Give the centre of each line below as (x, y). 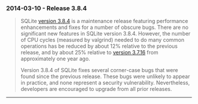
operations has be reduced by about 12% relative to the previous (99, 46)
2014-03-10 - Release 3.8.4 (47, 8)
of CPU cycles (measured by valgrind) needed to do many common (102, 40)
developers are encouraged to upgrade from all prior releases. (96, 89)
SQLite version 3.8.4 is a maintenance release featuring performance (104, 21)
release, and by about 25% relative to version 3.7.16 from (89, 53)
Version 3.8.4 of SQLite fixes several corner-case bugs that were (99, 70)
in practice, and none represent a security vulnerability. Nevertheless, (105, 83)
